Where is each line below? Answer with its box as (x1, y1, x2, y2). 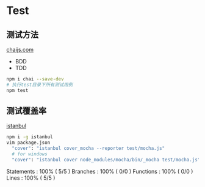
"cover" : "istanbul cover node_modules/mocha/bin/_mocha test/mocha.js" (12, 157, 201, 163)
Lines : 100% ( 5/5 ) (6, 174, 56, 182)
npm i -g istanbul (6, 134, 53, 140)
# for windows (12, 151, 48, 157)
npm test (6, 87, 29, 93)
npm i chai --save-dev (6, 76, 64, 82)
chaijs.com (6, 46, 34, 53)
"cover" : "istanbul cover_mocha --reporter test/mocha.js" (12, 146, 165, 152)
